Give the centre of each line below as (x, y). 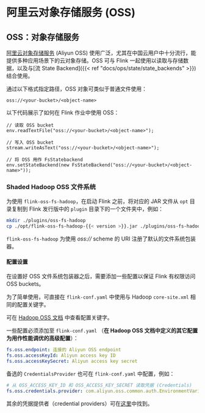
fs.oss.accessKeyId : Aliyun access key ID (61, 355)
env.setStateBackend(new (38, 165)
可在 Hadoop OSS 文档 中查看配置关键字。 (59, 318)
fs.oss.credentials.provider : (45, 391)
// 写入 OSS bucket (30, 143)
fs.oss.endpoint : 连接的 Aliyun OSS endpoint (64, 350)
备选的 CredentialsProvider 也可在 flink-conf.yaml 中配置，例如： (91, 373)
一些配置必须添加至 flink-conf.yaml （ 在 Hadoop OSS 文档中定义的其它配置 (102, 330)
